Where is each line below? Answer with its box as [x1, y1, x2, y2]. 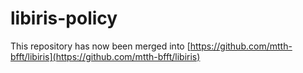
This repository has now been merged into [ [10, 40, 191, 52]
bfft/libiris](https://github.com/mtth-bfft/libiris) [10, 50, 201, 62]
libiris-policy [10, 7, 118, 30]
